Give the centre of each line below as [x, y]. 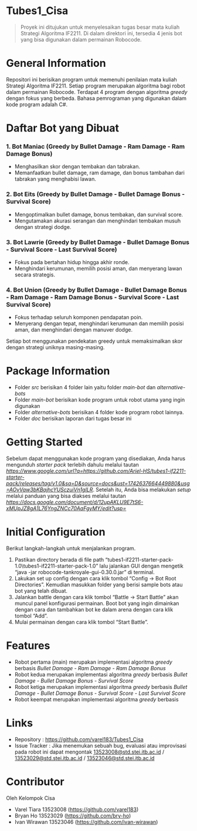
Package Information [58, 371]
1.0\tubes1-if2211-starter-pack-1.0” [56, 566]
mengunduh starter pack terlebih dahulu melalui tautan [73, 465]
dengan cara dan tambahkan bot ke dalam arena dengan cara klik [94, 610]
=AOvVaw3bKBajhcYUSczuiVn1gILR [50, 490]
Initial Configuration [56, 532]
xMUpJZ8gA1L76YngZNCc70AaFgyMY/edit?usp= [66, 508]
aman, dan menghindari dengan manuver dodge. [74, 330]
